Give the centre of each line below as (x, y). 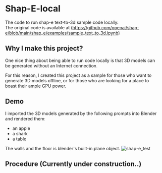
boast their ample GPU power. (36, 86)
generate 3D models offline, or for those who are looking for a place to (77, 80)
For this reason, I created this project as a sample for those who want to (79, 75)
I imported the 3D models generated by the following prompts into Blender (81, 113)
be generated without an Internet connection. (51, 65)
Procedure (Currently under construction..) (73, 164)
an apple (21, 128)
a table (19, 139)
